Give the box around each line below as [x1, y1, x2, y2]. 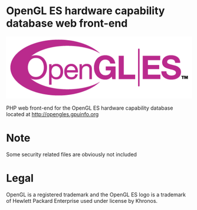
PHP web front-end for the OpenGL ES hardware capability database [6, 104, 173, 111]
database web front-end [6, 17, 128, 30]
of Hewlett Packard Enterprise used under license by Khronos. [6, 197, 158, 204]
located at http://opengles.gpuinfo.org [6, 110, 99, 117]
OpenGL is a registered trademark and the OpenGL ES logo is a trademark [6, 191, 186, 198]
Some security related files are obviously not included [6, 150, 137, 157]
